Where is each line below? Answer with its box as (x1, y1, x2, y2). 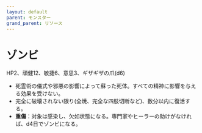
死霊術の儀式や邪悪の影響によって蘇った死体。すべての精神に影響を (15, 83, 186, 90)
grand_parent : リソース (6, 20, 63, 26)
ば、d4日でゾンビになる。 (15, 120, 81, 128)
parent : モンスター (6, 15, 51, 21)
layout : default (6, 9, 48, 15)
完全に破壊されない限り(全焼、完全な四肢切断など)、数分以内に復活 (15, 98, 186, 105)
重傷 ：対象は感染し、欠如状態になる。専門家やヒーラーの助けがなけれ (15, 113, 192, 120)
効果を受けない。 (20, 90, 64, 97)
